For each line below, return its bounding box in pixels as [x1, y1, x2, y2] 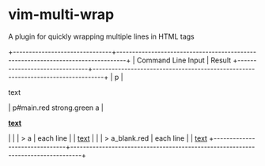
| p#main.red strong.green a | [8, 103, 104, 112]
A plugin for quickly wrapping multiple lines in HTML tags [8, 32, 195, 41]
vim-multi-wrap [8, 6, 115, 24]
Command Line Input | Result [137, 55, 232, 65]
